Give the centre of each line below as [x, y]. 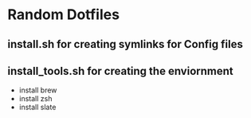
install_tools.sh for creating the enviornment [120, 71]
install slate [37, 107]
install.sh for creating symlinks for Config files [125, 44]
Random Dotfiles [64, 15]
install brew [38, 90]
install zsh [35, 99]
